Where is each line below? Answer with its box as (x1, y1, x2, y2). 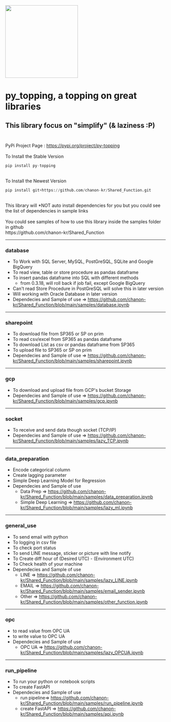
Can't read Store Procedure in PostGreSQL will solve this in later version (12, 285, 164, 292)
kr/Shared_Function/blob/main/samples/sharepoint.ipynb (12, 358, 132, 364)
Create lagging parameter (12, 472, 67, 478)
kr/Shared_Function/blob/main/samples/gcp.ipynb (12, 397, 118, 404)
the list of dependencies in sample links (5, 207, 89, 213)
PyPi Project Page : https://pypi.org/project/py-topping (5, 143, 120, 148)
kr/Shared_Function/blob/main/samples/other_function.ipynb (20, 599, 148, 605)
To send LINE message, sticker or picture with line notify (12, 550, 131, 556)
